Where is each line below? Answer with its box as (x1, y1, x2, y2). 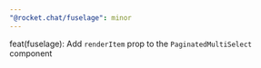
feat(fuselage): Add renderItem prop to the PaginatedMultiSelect (9, 38, 253, 49)
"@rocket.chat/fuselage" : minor (9, 13, 132, 23)
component (9, 47, 53, 59)
